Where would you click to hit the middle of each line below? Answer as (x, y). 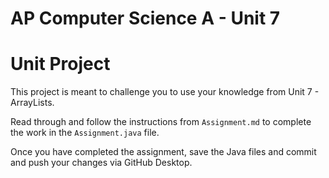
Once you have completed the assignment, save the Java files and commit (163, 152)
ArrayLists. (32, 103)
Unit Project (60, 64)
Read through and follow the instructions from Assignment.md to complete (161, 122)
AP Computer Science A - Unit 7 (145, 18)
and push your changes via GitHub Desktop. (101, 163)
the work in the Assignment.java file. (85, 133)
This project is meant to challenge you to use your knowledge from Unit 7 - (165, 92)
